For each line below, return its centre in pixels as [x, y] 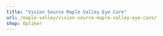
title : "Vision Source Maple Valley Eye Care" [67, 12]
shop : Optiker [24, 23]
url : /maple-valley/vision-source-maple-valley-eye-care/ [81, 18]
